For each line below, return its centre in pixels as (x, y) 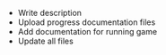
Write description (50, 13)
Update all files (45, 41)
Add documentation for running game (87, 31)
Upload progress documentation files (87, 22)
